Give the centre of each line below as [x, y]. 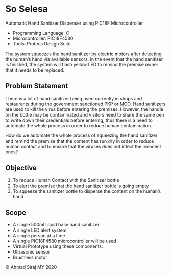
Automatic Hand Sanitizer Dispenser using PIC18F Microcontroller [74, 23]
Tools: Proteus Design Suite [42, 43]
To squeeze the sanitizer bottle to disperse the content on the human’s [87, 191]
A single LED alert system [40, 230]
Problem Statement [37, 86]
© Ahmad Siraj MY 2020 [31, 267]
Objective [21, 168]
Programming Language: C [41, 33]
